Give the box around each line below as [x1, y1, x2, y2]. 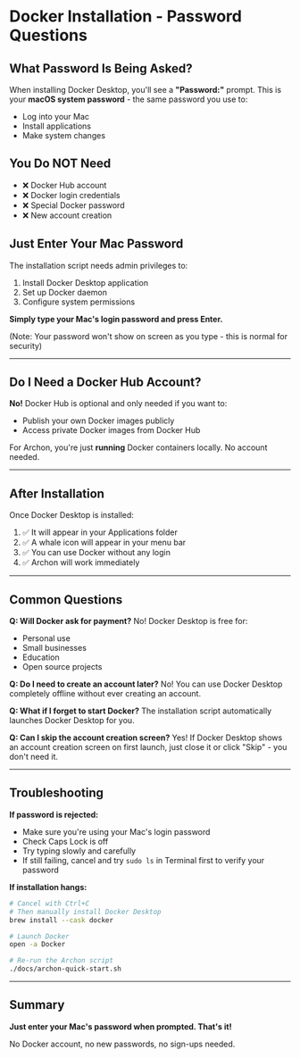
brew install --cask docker [9, 915, 114, 925]
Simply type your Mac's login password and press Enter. [9, 313, 223, 324]
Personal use [21, 633, 71, 644]
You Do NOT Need [9, 156, 112, 171]
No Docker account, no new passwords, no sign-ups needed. [9, 1038, 236, 1049]
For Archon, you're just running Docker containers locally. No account [9, 442, 268, 453]
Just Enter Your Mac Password [9, 237, 184, 252]
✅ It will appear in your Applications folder [21, 527, 179, 537]
